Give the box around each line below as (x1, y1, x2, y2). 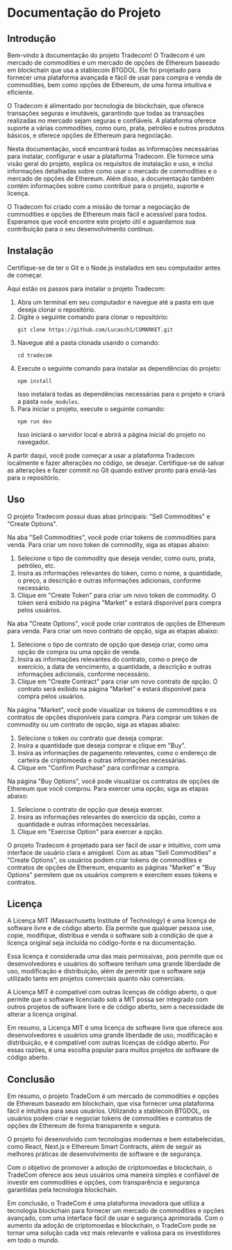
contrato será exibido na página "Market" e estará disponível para (17, 684, 206, 693)
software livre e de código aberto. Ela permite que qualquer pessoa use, (7, 924, 214, 932)
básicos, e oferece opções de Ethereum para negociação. (7, 131, 174, 139)
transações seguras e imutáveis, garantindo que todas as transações (7, 109, 205, 117)
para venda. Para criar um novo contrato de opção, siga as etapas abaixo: (7, 626, 219, 635)
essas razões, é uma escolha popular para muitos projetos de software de (7, 1046, 219, 1054)
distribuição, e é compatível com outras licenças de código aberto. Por (7, 1038, 210, 1047)
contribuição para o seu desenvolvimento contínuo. (7, 225, 155, 233)
